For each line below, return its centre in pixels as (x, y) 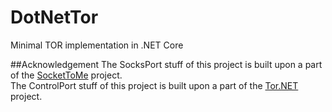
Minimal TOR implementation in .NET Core (97, 45)
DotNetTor (54, 17)
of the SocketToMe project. (66, 75)
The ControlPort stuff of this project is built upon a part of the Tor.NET (154, 85)
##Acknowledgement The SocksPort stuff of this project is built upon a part (166, 64)
